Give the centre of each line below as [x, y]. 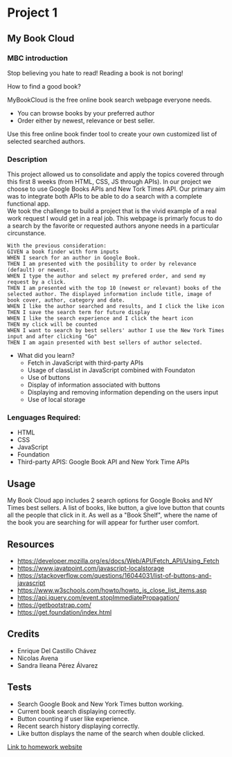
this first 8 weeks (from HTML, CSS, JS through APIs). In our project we [109, 182]
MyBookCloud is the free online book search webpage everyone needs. [110, 100]
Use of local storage [56, 400]
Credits [24, 634]
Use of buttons [49, 378]
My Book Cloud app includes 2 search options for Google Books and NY [110, 500]
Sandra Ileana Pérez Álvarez [57, 665]
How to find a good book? [44, 86]
